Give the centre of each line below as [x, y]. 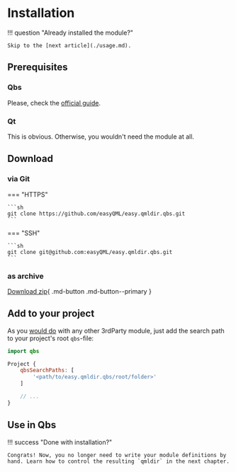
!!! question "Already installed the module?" [70, 33]
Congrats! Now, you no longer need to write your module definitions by [117, 455]
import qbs [23, 351]
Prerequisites [38, 68]
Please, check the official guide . [54, 103]
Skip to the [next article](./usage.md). [69, 45]
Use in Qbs [32, 425]
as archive [26, 276]
